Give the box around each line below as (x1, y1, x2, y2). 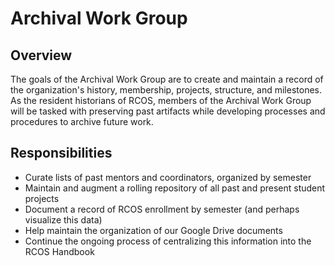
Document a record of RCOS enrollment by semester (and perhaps (24, 203, 300, 215)
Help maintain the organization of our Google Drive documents (24, 224, 283, 236)
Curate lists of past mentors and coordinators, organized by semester (24, 171, 312, 183)
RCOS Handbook (24, 245, 95, 257)
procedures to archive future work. (10, 116, 154, 127)
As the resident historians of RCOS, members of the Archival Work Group (10, 95, 312, 106)
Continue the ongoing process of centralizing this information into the (24, 235, 312, 247)
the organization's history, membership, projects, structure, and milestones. (10, 84, 322, 96)
